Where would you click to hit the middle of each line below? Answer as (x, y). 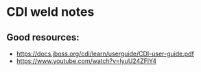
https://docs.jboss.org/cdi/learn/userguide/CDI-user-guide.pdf (105, 53)
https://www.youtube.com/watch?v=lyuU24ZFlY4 (86, 61)
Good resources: (43, 37)
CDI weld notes (50, 12)
